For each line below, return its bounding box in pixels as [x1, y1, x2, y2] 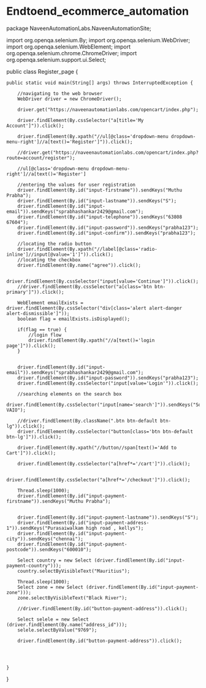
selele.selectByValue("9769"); [17, 627, 97, 633]
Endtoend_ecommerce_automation [6, 4, 189, 18]
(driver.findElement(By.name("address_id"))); [6, 621, 128, 628]
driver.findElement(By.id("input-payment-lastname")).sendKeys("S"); [17, 514, 199, 521]
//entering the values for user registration [17, 182, 136, 188]
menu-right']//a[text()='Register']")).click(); [6, 139, 133, 145]
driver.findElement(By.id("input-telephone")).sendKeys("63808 [17, 213, 183, 220]
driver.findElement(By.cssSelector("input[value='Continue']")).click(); [6, 278, 199, 285]
